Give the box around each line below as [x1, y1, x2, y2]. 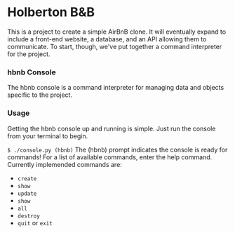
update [17, 190, 37, 197]
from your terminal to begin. [7, 131, 88, 140]
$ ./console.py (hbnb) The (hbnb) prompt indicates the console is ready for [7, 145, 228, 154]
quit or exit [17, 218, 53, 227]
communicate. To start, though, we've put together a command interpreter [7, 42, 222, 51]
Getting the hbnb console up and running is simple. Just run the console [7, 124, 216, 133]
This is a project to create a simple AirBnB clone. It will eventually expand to [7, 27, 227, 36]
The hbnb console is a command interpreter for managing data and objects [7, 84, 224, 92]
